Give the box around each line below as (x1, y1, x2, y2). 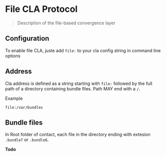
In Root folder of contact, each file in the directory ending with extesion (5, 132, 151, 138)
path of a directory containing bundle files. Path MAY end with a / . (5, 85, 140, 91)
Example (5, 95, 23, 101)
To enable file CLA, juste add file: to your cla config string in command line (5, 47, 161, 53)
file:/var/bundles (5, 105, 43, 110)
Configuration (5, 34, 50, 43)
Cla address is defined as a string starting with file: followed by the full (5, 80, 153, 86)
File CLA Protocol (5, 3, 78, 15)
